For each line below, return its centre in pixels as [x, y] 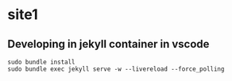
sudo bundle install [42, 62]
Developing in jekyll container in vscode [108, 44]
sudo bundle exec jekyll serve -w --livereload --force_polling [116, 69]
